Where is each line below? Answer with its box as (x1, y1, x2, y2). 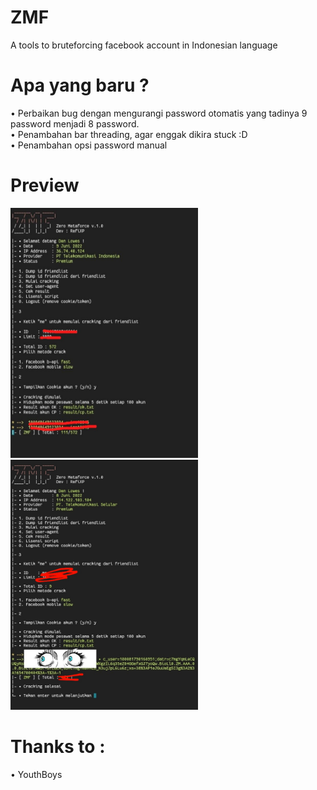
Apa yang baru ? (10, 74, 150, 97)
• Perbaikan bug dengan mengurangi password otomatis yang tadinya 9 (10, 107, 308, 119)
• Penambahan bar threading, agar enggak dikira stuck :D (10, 128, 248, 140)
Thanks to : (10, 736, 106, 758)
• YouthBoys (10, 768, 63, 780)
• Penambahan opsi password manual (10, 139, 168, 151)
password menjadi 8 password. (10, 117, 140, 130)
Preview (10, 174, 80, 197)
